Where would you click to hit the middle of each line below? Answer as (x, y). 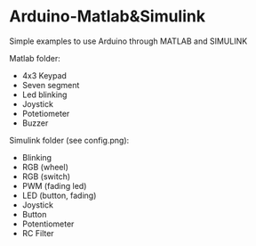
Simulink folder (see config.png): (69, 140)
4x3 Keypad (44, 75)
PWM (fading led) (54, 185)
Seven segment (51, 85)
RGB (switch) (46, 176)
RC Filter (38, 233)
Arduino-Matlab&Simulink (108, 16)
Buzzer (35, 123)
